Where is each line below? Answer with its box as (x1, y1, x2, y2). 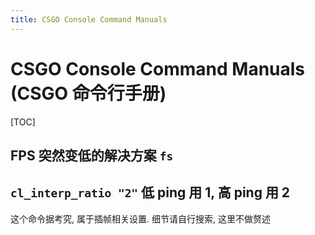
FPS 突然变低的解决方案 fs (10, 147, 174, 164)
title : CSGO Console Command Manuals (10, 14, 168, 25)
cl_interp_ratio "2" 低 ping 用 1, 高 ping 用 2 (10, 184, 291, 201)
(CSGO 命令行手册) (10, 82, 167, 105)
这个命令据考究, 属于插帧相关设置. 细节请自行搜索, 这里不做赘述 (10, 212, 271, 225)
